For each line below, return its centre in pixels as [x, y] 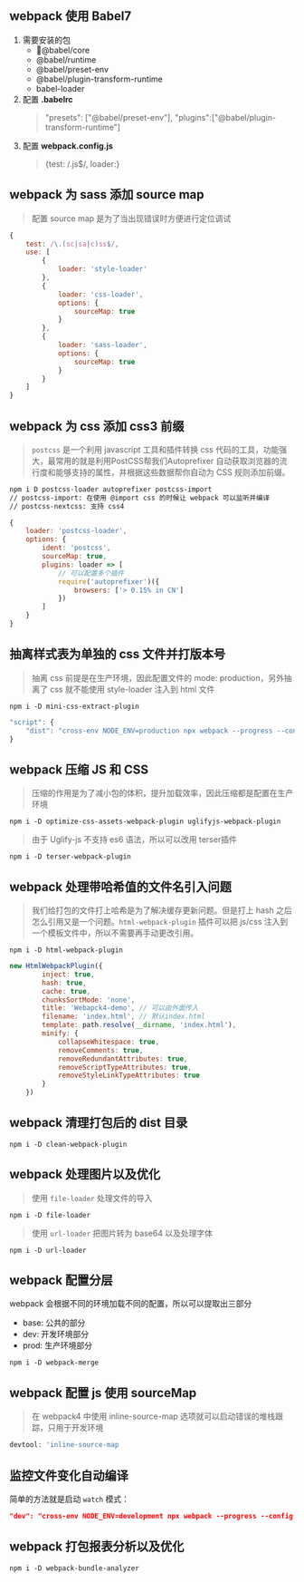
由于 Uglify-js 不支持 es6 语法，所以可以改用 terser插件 [134, 840]
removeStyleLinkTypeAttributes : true [129, 1076]
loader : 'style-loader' [102, 269]
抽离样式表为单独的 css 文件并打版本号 [118, 654]
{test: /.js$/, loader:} [82, 164]
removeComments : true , [100, 1050]
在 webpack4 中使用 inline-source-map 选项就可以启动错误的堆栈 [153, 1416]
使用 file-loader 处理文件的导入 [92, 1198]
